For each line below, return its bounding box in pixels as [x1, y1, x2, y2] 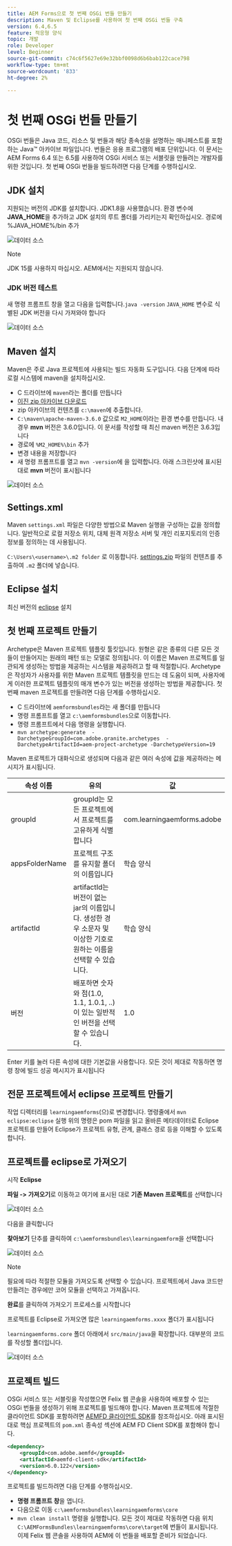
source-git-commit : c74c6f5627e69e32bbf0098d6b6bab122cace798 [7, 55, 190, 62]
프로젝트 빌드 [7, 1375, 60, 1387]
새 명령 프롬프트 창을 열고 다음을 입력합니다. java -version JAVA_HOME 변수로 [7, 300, 213, 308]
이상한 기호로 [73, 934, 114, 944]
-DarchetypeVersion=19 [150, 741, 215, 748]
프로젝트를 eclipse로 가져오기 [7, 1156, 127, 1167]
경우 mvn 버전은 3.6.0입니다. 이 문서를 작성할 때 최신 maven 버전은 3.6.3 [17, 423, 215, 432]
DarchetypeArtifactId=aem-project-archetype [17, 741, 148, 748]
